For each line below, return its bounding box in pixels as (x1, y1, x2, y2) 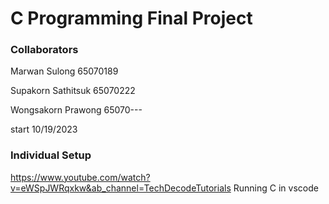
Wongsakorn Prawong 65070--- (10, 104, 143, 116)
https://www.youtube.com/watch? (10, 171, 151, 183)
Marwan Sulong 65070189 (10, 65, 119, 77)
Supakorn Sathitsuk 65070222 (10, 85, 136, 97)
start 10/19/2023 (10, 123, 78, 136)
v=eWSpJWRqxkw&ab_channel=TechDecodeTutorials (10, 182, 232, 194)
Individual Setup (10, 148, 92, 162)
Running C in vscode (233, 182, 319, 194)
